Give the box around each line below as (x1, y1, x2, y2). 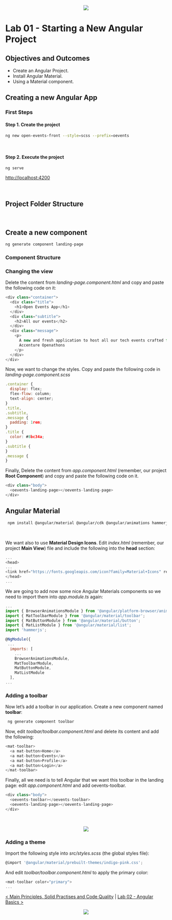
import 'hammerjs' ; (5, 627, 47, 633)
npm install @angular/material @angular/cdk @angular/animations (7, 520, 150, 526)
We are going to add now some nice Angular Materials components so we (5, 588, 161, 594)
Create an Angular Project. (12, 67, 69, 74)
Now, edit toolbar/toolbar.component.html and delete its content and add (5, 728, 159, 735)
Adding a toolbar (5, 692, 48, 699)
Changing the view (5, 267, 53, 275)
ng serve (5, 165, 24, 171)
